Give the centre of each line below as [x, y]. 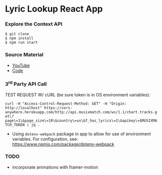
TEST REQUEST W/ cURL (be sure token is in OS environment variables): [78, 95]
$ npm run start [21, 43]
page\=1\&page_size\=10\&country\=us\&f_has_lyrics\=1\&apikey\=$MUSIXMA [81, 120]
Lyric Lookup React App [54, 9]
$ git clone [17, 34]
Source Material [24, 55]
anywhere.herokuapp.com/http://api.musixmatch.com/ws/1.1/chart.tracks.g [81, 112]
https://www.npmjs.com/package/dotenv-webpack [63, 144]
